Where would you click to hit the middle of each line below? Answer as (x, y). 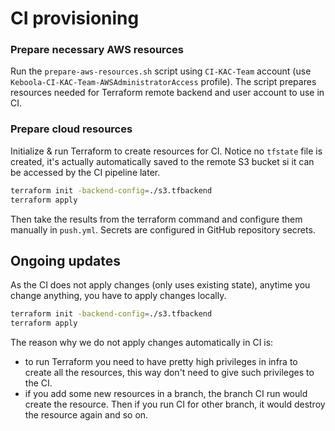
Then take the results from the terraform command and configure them (156, 219)
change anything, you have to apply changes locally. (118, 296)
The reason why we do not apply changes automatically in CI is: (142, 343)
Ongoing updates (65, 260)
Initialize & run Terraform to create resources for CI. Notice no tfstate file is (166, 151)
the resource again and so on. (86, 415)
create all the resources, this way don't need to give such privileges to (169, 373)
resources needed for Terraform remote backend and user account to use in (167, 93)
